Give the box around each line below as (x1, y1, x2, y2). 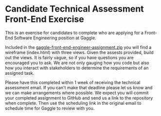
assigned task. (5, 70, 35, 76)
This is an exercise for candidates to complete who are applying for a (5, 30, 143, 35)
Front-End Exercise (5, 14, 84, 25)
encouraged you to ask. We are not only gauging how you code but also (5, 60, 149, 66)
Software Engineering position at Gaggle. (14, 35, 96, 41)
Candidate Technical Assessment (5, 3, 144, 15)
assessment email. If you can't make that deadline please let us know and (5, 84, 153, 90)
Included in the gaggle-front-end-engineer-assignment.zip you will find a (5, 44, 152, 50)
